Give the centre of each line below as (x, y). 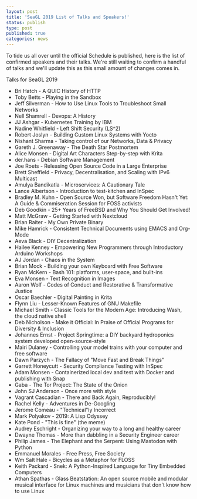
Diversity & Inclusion (39, 328)
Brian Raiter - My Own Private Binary (59, 222)
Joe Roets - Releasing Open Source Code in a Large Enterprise (91, 166)
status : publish (26, 22)
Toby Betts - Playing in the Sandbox (58, 97)
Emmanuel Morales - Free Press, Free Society (70, 453)
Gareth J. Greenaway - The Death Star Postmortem (77, 147)
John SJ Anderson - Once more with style (65, 391)
